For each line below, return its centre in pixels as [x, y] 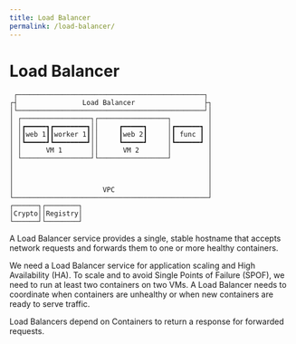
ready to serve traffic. [50, 304]
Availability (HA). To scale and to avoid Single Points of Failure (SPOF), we [147, 275]
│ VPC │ [111, 190]
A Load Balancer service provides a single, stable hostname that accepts [145, 239]
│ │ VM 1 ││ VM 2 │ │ [111, 150]
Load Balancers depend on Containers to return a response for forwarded [147, 321]
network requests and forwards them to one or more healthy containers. [144, 248]
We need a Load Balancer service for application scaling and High [133, 266]
